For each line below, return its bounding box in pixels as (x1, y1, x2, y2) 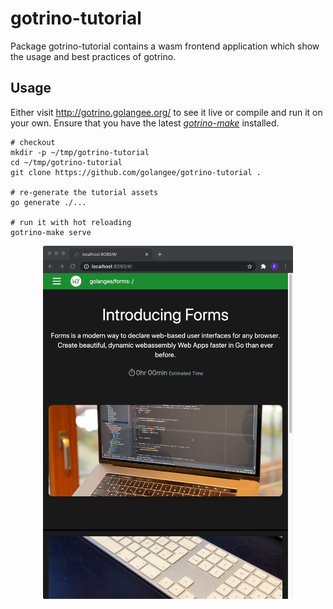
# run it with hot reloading (10, 217, 132, 227)
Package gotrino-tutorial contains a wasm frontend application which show (10, 40, 320, 52)
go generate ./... (10, 197, 87, 207)
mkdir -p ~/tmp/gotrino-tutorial (10, 147, 150, 157)
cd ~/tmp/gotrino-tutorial (10, 157, 123, 167)
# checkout (10, 137, 56, 147)
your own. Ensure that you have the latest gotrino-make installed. (10, 117, 280, 129)
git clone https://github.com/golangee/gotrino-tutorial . (10, 167, 262, 177)
